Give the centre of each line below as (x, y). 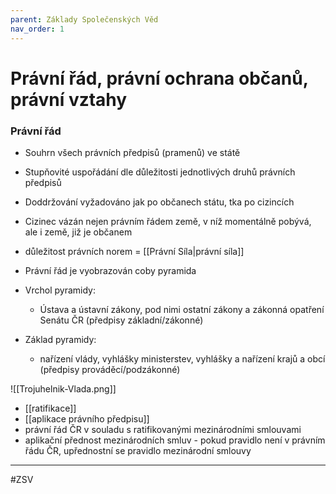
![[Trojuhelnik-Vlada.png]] (63, 388)
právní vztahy (69, 99)
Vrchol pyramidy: (60, 290)
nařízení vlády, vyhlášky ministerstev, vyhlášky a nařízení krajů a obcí (182, 358)
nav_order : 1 (37, 29)
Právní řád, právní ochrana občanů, (159, 78)
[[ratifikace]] (50, 408)
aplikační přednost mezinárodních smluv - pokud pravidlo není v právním (175, 440)
